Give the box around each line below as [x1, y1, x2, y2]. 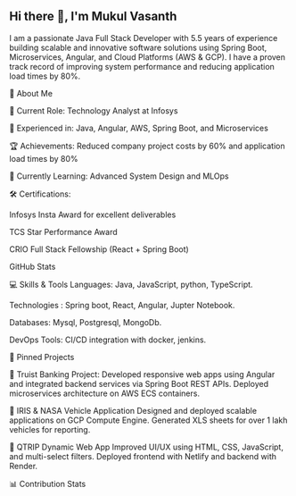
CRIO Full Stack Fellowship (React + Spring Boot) [9, 243, 189, 255]
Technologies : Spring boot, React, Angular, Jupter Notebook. [9, 299, 235, 310]
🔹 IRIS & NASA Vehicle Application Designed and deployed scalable [9, 405, 257, 416]
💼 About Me [9, 88, 53, 98]
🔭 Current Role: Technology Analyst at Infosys [9, 105, 178, 116]
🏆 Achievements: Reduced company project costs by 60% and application [9, 140, 285, 151]
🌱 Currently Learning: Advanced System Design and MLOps [9, 171, 229, 181]
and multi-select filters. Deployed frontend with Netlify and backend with [9, 450, 277, 461]
